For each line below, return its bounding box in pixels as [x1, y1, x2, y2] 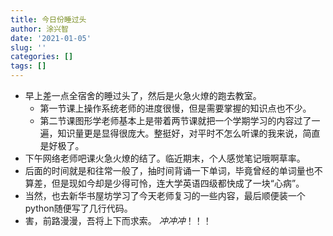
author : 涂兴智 [10, 24, 69, 34]
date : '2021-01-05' [10, 33, 92, 43]
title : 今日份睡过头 [10, 14, 87, 25]
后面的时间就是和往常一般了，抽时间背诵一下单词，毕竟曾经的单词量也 [24, 165, 315, 176]
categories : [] [10, 52, 74, 62]
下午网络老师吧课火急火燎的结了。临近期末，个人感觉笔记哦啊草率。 [24, 152, 306, 164]
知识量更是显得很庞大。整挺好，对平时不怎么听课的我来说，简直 [57, 127, 321, 139]
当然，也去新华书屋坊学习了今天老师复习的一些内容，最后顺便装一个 [24, 190, 306, 201]
